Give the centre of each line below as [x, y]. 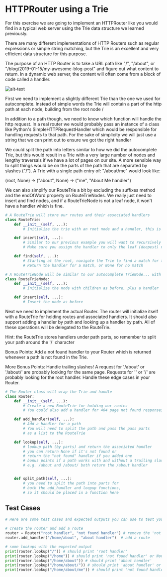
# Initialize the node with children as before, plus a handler [91, 288]
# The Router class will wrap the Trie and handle [59, 392]
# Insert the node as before [53, 302]
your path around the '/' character [40, 342]
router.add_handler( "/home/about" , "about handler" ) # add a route [78, 538]
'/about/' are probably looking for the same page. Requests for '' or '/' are [80, 372]
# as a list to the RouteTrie [54, 433]
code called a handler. [28, 79]
